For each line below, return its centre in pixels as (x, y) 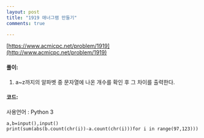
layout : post (23, 12)
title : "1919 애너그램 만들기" (42, 18)
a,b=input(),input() (33, 123)
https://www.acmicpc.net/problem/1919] (59, 46)
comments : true (26, 23)
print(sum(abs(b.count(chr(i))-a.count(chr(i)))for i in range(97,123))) (103, 129)
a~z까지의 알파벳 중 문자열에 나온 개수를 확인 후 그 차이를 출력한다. (95, 82)
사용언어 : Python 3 (30, 112)
